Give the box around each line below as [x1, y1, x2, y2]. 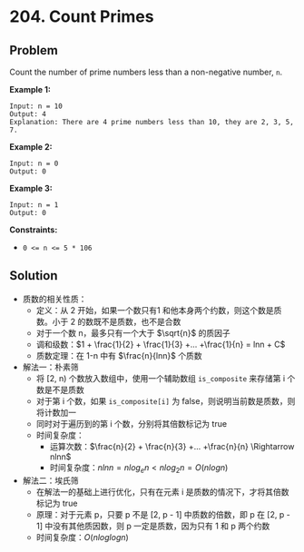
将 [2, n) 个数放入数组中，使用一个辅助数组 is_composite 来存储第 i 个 [35, 372, 296, 383]
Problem [9, 43, 59, 58]
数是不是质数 [35, 384, 84, 395]
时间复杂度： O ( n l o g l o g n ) [35, 531, 129, 542]
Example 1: [9, 84, 52, 94]
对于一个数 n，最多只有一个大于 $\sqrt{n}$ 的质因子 [35, 327, 230, 338]
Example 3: [9, 183, 53, 193]
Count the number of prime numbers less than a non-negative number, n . [9, 66, 283, 77]
